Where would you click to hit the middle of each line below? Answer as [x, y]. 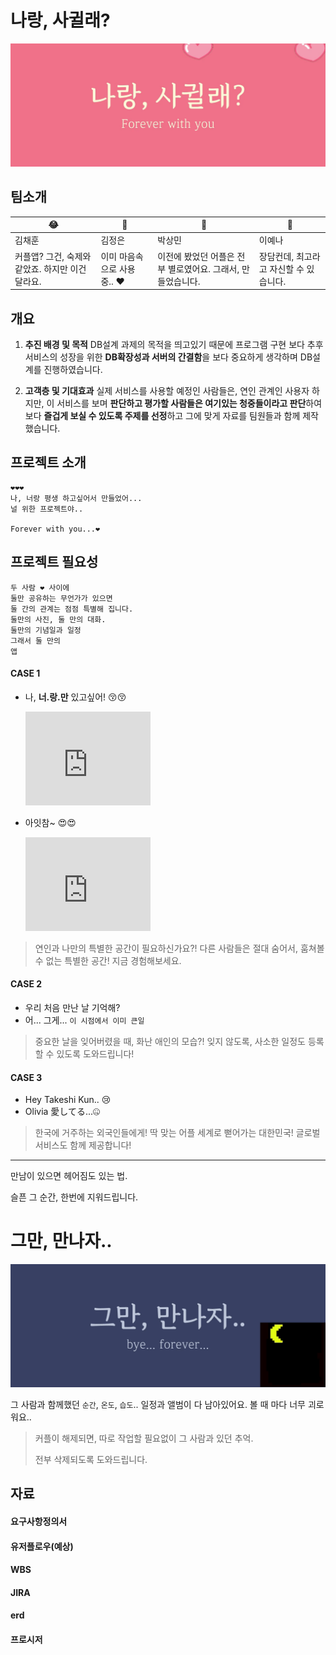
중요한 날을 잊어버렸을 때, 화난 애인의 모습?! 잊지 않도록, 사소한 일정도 [170, 1041]
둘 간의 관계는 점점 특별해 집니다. [72, 609]
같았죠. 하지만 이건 [50, 268]
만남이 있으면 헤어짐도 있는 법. [69, 1176]
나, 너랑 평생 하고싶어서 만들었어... [76, 498]
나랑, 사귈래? [60, 20]
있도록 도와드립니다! [95, 1053]
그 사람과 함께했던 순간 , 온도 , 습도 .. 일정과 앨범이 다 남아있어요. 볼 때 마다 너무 [158, 1404]
